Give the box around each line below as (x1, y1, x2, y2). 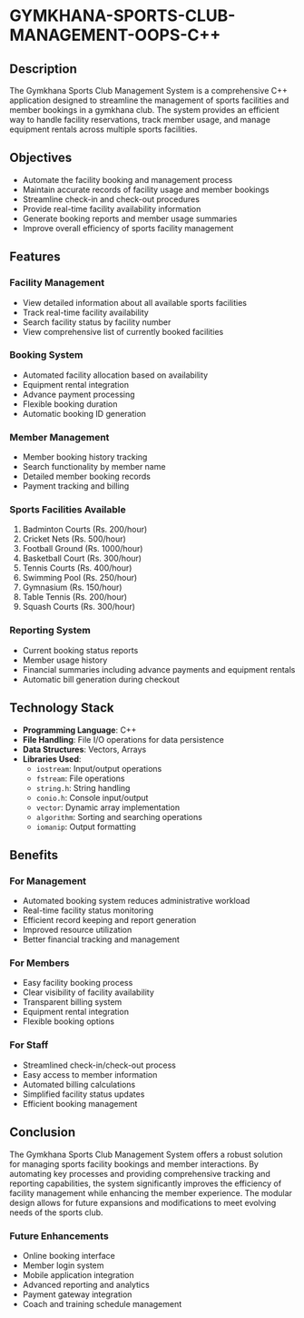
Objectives (9, 150, 73, 166)
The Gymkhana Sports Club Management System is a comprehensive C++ (9, 86, 289, 96)
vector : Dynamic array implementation (35, 802, 180, 813)
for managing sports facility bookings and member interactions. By (9, 1158, 259, 1170)
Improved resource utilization (22, 925, 132, 936)
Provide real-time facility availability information (22, 203, 201, 214)
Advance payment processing (22, 389, 135, 400)
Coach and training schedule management (22, 1298, 182, 1309)
